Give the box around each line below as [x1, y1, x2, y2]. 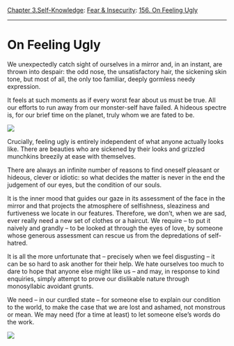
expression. [7, 82, 41, 90]
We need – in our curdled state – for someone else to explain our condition [7, 295, 221, 303]
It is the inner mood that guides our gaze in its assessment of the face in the [7, 194, 226, 202]
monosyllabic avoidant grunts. [7, 282, 94, 290]
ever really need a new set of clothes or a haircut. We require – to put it [7, 216, 211, 224]
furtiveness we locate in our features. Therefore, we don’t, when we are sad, [7, 209, 227, 217]
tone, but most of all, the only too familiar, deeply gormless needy [7, 75, 196, 83]
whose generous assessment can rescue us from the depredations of [7, 231, 207, 240]
